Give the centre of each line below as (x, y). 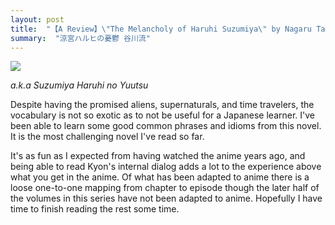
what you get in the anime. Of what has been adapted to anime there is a (160, 177)
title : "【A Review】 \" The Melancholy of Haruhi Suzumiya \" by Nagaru (161, 29)
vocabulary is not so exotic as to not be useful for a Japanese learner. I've (162, 115)
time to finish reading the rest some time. (95, 209)
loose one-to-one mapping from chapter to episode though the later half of (165, 188)
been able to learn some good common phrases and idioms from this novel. (166, 126)
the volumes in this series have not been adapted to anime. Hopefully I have (166, 198)
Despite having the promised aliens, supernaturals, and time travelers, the (162, 105)
